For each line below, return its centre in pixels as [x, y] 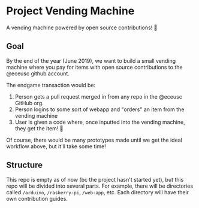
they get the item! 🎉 [39, 128]
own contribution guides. [37, 198]
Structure [25, 165]
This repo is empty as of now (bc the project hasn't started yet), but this [95, 179]
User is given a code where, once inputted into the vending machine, [100, 122]
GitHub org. [29, 103]
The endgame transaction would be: [51, 85]
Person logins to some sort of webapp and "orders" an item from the [99, 109]
